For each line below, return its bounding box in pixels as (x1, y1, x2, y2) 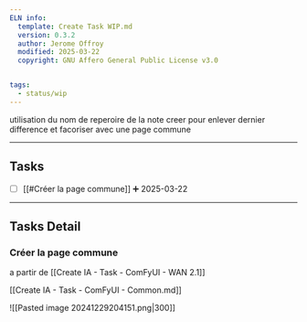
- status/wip (17, 89, 68, 98)
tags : (9, 80, 30, 90)
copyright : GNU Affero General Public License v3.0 (17, 56, 219, 65)
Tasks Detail (9, 219, 81, 234)
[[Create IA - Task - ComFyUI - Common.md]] (9, 284, 183, 295)
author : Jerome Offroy (17, 38, 104, 48)
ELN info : (9, 13, 48, 23)
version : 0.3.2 (17, 30, 76, 39)
